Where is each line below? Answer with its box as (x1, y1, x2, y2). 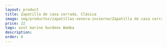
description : (5, 30, 32, 35)
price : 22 (5, 21, 26, 26)
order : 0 (5, 35, 23, 40)
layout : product (5, 7, 39, 12)
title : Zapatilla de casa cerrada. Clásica (5, 12, 97, 17)
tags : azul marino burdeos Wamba (5, 25, 75, 30)
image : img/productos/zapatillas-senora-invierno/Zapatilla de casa (5, 16, 150, 21)
